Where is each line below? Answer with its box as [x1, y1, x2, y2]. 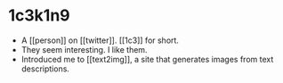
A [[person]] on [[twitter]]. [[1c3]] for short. [20, 35, 180, 46]
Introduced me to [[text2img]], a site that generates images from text [20, 54, 274, 64]
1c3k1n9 [8, 5, 70, 26]
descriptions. [20, 63, 70, 74]
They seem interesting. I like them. [20, 44, 148, 54]
